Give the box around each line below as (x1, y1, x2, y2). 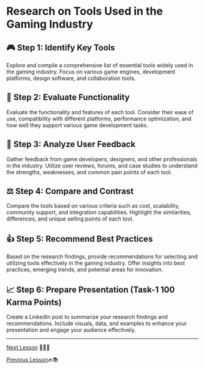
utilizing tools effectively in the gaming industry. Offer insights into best (6, 260, 185, 267)
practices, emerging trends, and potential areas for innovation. (6, 266, 164, 273)
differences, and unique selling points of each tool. (6, 215, 134, 222)
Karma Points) (6, 297, 62, 307)
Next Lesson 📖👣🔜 (6, 344, 50, 351)
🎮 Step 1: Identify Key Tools (6, 42, 115, 53)
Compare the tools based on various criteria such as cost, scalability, (6, 202, 180, 210)
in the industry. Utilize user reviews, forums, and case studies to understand (6, 162, 198, 169)
